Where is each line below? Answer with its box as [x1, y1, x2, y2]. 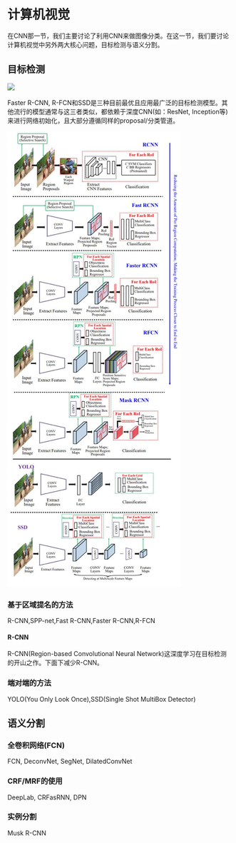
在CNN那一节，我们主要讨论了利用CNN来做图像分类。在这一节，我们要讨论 [7, 31, 230, 40]
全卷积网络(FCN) [7, 740, 66, 750]
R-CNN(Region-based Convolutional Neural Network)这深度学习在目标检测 [7, 650, 227, 658]
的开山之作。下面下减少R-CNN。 [7, 658, 103, 667]
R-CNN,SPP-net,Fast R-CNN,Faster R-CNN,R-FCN [7, 617, 155, 625]
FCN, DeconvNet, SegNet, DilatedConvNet [7, 757, 133, 766]
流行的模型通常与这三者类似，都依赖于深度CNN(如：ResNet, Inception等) [13, 107, 228, 116]
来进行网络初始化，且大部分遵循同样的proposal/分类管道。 [7, 116, 180, 125]
